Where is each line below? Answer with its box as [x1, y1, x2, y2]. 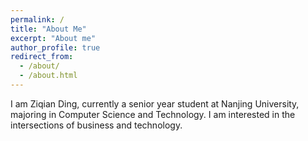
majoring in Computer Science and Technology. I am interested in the [10, 108, 296, 120]
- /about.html [19, 71, 78, 81]
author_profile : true [10, 42, 101, 53]
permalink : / [10, 14, 65, 25]
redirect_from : [10, 52, 74, 62]
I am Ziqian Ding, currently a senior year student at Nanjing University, [10, 97, 300, 110]
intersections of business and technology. [10, 119, 183, 131]
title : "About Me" [10, 24, 87, 34]
